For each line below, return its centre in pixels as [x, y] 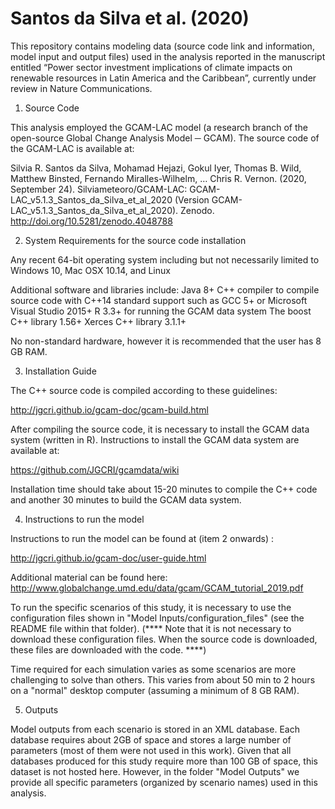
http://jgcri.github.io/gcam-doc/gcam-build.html [109, 409]
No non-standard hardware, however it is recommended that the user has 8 [166, 341]
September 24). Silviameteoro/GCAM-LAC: [99, 189]
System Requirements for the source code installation [135, 240]
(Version [192, 199]
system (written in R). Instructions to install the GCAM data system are [155, 439]
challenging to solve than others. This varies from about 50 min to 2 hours [163, 679]
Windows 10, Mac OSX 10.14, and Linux [90, 270]
